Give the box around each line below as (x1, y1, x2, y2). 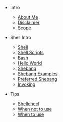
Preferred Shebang (17, 76, 57, 82)
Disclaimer (17, 20, 40, 25)
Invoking (17, 81, 36, 87)
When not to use (17, 106, 52, 112)
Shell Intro (10, 35, 31, 40)
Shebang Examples (17, 71, 58, 77)
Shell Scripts (17, 50, 44, 55)
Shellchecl (17, 101, 39, 107)
